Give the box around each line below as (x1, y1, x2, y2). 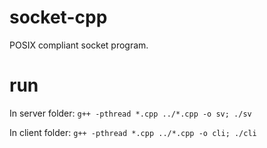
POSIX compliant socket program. (9, 39, 149, 51)
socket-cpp (9, 6, 108, 29)
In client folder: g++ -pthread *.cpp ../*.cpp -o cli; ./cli (9, 126, 257, 138)
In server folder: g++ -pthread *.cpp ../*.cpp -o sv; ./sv (9, 107, 252, 119)
